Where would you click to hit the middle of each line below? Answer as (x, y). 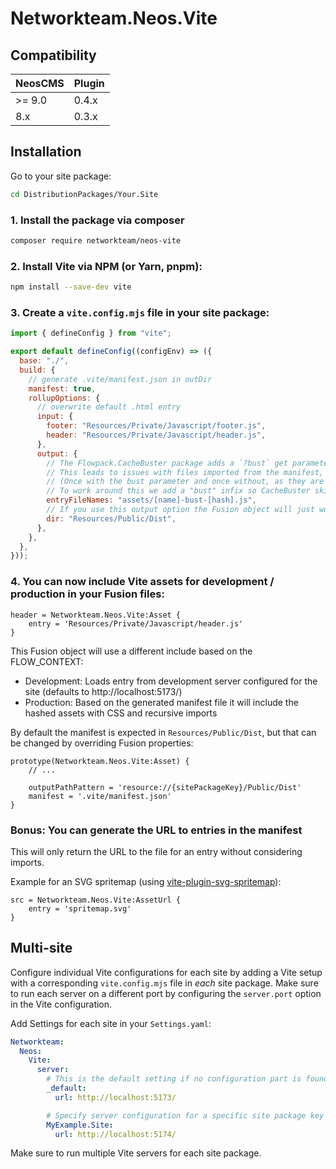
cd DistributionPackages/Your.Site (84, 194)
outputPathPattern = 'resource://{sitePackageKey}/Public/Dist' (165, 787)
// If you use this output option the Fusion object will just (180, 510)
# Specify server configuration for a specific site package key (185, 1115)
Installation (46, 152)
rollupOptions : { (64, 398)
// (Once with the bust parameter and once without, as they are (185, 482)
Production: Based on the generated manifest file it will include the (161, 702)
